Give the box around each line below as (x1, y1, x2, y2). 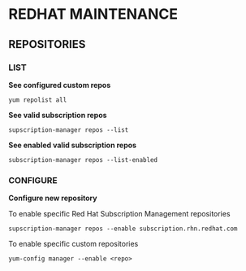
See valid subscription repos (8, 110, 107, 120)
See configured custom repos (8, 80, 111, 90)
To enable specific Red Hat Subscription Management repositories (8, 209, 231, 219)
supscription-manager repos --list (8, 125, 129, 134)
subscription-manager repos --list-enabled (8, 155, 158, 164)
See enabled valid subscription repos (8, 140, 136, 150)
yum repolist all (8, 95, 67, 104)
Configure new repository (8, 193, 97, 203)
